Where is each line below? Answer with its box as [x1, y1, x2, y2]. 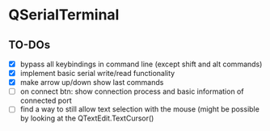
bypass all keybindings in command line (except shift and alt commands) [19, 59, 263, 69]
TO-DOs [8, 38, 51, 52]
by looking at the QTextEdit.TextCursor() [19, 113, 154, 123]
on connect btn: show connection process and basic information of [19, 87, 244, 96]
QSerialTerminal [8, 6, 120, 24]
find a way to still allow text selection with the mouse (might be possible [19, 104, 260, 114]
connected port [19, 95, 73, 106]
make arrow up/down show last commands [19, 78, 164, 87]
